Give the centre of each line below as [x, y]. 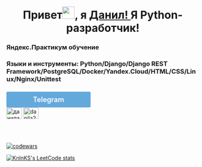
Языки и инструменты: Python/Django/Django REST [87, 64]
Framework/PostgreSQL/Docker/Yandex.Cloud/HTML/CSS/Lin [101, 72]
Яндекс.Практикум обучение [53, 47]
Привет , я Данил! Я [80, 15]
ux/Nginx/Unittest [34, 79]
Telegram [48, 99]
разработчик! [103, 28]
